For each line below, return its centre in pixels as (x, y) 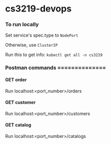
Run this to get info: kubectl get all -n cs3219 (54, 55)
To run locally (22, 25)
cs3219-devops (38, 9)
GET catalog (18, 125)
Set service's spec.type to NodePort (42, 35)
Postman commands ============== (56, 68)
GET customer (20, 102)
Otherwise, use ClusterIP (31, 45)
